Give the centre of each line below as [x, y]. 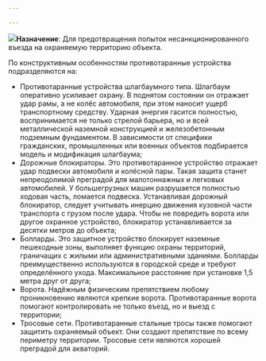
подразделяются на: [43, 71]
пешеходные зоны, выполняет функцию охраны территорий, [123, 246]
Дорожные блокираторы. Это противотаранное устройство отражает [139, 162]
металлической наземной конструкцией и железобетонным [122, 129]
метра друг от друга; [55, 281]
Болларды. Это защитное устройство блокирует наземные [120, 239]
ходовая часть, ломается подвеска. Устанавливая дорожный [123, 196]
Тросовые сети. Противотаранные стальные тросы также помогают [136, 323]
